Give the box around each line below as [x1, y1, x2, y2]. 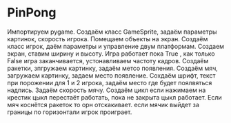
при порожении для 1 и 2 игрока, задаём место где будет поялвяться [7, 78, 212, 87]
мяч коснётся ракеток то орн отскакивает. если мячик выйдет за [7, 100, 200, 109]
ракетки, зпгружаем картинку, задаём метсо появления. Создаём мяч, [7, 64, 219, 72]
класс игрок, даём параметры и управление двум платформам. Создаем [7, 42, 225, 50]
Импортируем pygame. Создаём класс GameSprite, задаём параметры [7, 27, 217, 36]
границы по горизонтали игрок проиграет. [7, 108, 132, 116]
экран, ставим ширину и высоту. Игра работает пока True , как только [7, 49, 215, 58]
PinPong [7, 5, 57, 21]
